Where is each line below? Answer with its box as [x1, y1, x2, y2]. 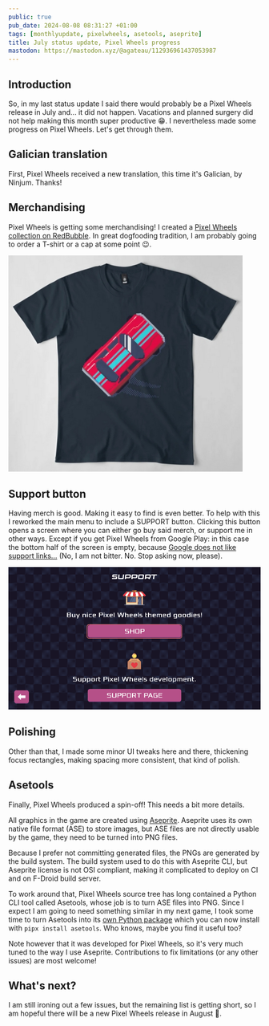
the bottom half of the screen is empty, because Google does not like [8, 543, 237, 552]
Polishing [8, 725, 56, 739]
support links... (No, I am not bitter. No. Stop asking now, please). [8, 551, 223, 561]
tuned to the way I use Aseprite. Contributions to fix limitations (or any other [8, 947, 259, 957]
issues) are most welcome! [8, 955, 98, 965]
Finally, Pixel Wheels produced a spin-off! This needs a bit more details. [8, 800, 245, 809]
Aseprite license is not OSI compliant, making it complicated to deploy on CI [8, 865, 259, 874]
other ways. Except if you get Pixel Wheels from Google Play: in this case [8, 534, 250, 544]
